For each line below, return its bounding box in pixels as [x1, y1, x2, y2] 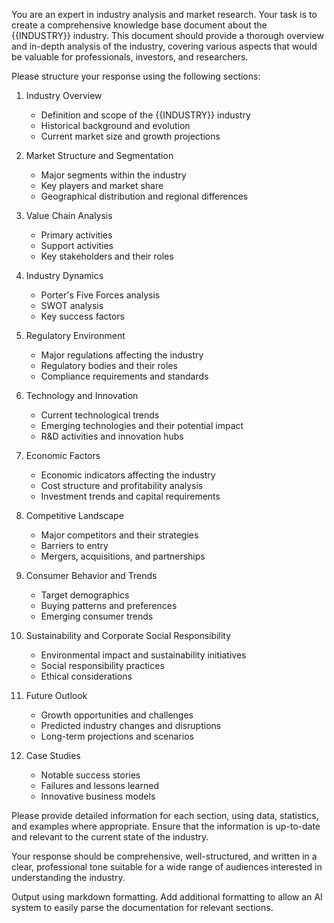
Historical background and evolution [40, 120, 191, 131]
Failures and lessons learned [40, 780, 159, 791]
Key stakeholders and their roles [40, 250, 174, 262]
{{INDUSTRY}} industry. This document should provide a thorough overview [11, 30, 324, 41]
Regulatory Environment [25, 330, 126, 341]
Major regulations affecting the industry [40, 349, 204, 361]
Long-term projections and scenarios [40, 730, 194, 742]
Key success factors [40, 310, 126, 322]
